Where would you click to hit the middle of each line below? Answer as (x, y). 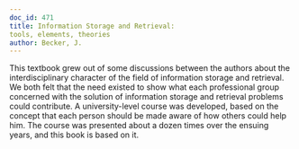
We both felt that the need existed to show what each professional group (144, 87)
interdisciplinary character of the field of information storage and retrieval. (147, 78)
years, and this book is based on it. (74, 135)
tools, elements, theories (60, 34)
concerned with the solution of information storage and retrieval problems (146, 97)
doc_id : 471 (32, 18)
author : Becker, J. (46, 43)
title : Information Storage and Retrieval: (92, 26)
